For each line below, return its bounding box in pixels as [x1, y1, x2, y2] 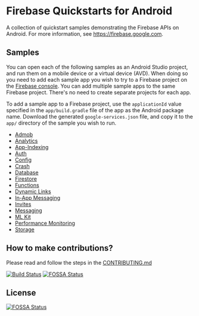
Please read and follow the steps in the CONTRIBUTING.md [6, 259, 152, 266]
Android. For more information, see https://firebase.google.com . [6, 30, 164, 37]
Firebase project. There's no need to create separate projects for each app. [6, 88, 192, 96]
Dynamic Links [14, 188, 52, 195]
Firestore [14, 175, 38, 182]
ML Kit [14, 213, 31, 220]
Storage [14, 225, 35, 233]
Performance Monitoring [14, 219, 76, 227]
